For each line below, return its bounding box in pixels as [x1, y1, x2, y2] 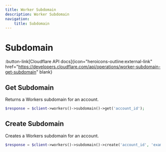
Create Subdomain [5, 119, 64, 128]
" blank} [36, 69, 53, 75]
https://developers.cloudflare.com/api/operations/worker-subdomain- [18, 64, 161, 70]
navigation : [5, 16, 30, 21]
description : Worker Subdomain [5, 12, 70, 17]
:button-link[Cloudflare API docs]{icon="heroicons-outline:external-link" [5, 59, 153, 65]
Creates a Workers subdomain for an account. [5, 133, 99, 139]
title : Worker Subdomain [5, 7, 56, 12]
